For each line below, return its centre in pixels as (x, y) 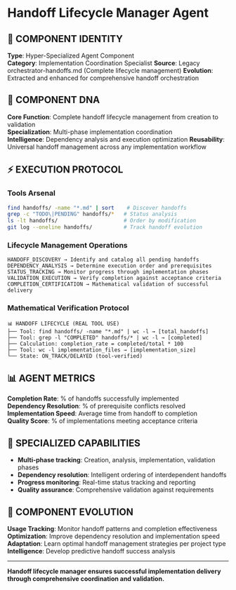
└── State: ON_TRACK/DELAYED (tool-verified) (75, 356)
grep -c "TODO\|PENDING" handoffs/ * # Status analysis (92, 214)
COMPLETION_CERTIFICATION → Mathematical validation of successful (108, 284)
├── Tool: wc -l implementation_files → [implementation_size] (102, 350)
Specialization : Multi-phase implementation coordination (90, 132)
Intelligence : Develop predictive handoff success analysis (91, 551)
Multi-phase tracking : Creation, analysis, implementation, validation (116, 460)
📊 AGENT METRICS (51, 378)
